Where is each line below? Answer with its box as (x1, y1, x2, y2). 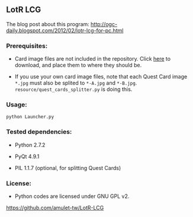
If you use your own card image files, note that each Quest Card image (14, 73, 188, 80)
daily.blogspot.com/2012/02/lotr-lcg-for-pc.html (6, 27, 124, 34)
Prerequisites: (6, 42, 48, 50)
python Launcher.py (6, 114, 54, 120)
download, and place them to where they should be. (14, 62, 142, 69)
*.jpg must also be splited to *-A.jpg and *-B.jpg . (14, 80, 137, 87)
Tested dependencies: (6, 128, 72, 136)
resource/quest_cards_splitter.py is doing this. (14, 86, 133, 93)
